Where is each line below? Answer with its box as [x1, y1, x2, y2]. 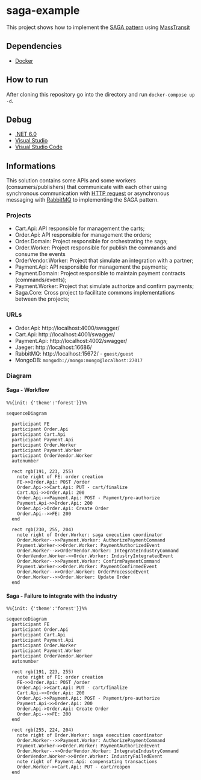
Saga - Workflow [6, 386, 49, 394]
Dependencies [6, 41, 62, 51]
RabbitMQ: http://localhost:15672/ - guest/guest [14, 350, 134, 357]
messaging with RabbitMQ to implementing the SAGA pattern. [6, 196, 159, 203]
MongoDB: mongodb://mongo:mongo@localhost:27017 [14, 356, 143, 363]
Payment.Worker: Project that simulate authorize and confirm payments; [14, 283, 194, 290]
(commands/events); [14, 276, 67, 284]
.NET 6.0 [14, 130, 37, 138]
